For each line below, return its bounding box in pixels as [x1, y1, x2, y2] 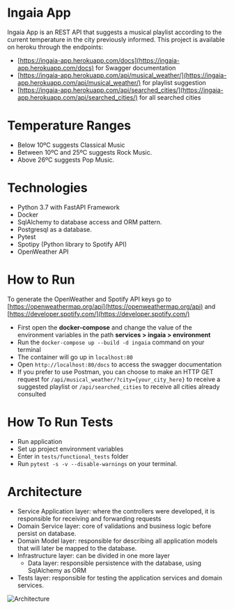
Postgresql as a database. [17, 225, 93, 233]
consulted [17, 390, 47, 398]
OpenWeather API [17, 247, 69, 256]
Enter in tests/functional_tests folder [17, 452, 129, 461]
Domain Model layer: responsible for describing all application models [17, 537, 218, 545]
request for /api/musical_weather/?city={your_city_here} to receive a [17, 375, 221, 383]
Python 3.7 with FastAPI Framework [17, 203, 120, 211]
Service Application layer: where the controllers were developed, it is [17, 507, 215, 515]
